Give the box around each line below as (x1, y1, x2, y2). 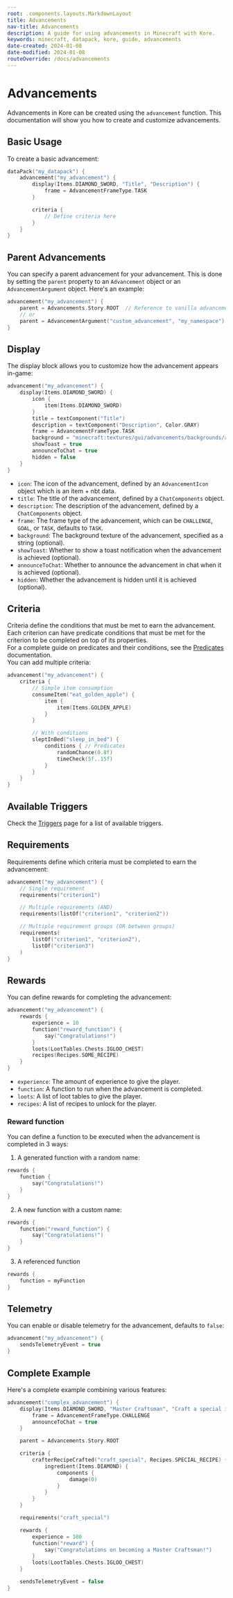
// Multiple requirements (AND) (19, 904, 113, 911)
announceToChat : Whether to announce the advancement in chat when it (17, 561, 222, 569)
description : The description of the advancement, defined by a (17, 502, 199, 510)
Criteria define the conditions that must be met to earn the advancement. (7, 621, 216, 630)
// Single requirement (19, 885, 85, 892)
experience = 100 (32, 1533, 82, 1540)
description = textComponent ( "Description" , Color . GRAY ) (32, 422, 200, 429)
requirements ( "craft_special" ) (19, 1515, 110, 1521)
